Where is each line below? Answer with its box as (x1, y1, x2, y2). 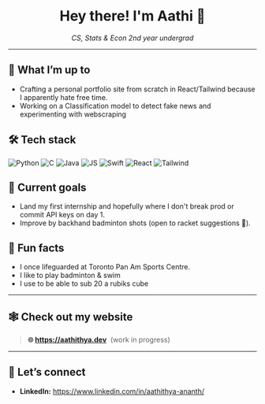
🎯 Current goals (8, 180, 87, 194)
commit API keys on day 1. (19, 210, 105, 220)
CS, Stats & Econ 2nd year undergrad (71, 33, 194, 43)
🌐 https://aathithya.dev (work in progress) (27, 335, 171, 344)
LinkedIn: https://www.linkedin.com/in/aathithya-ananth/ (19, 386, 205, 396)
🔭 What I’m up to (8, 63, 91, 77)
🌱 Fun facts (8, 241, 65, 254)
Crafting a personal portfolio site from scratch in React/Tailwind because (19, 84, 256, 94)
